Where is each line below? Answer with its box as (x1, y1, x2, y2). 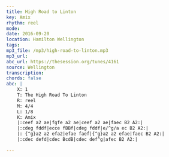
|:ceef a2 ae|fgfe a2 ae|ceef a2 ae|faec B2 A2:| (17, 120, 144, 126)
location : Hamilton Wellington (6, 36, 84, 42)
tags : (6, 42, 20, 48)
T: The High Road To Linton (17, 92, 87, 98)
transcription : (6, 70, 44, 76)
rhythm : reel (6, 20, 39, 26)
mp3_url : (6, 53, 28, 59)
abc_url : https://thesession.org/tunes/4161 (6, 59, 119, 64)
